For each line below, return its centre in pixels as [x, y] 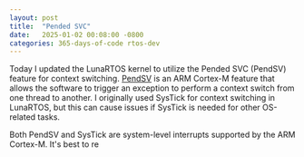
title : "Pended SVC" [50, 26]
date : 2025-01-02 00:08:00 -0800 [77, 34]
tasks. [49, 117]
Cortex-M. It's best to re [54, 144]
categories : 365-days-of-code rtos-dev [85, 43]
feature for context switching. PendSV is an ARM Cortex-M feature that [142, 79]
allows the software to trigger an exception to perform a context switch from [152, 88]
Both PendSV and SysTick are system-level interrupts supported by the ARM [152, 135]
